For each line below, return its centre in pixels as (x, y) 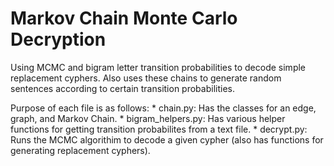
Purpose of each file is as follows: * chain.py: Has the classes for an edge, (163, 108)
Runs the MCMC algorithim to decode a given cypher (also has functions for (167, 139)
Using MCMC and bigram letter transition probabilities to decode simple (158, 67)
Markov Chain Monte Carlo (124, 18)
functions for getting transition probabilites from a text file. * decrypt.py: (159, 129)
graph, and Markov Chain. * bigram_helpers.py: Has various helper (148, 118)
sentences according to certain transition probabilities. (122, 88)
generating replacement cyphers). (80, 150)
